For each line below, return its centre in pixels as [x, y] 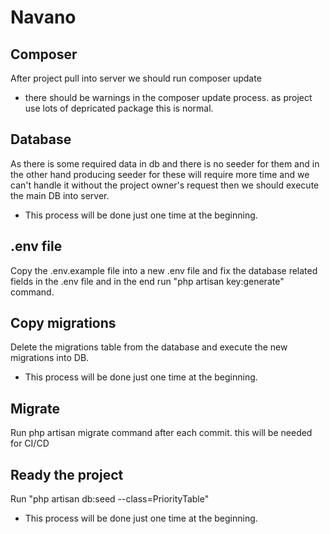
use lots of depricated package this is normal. [119, 108]
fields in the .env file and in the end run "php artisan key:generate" [147, 281]
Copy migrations [63, 323]
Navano [43, 17]
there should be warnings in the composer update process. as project [168, 97]
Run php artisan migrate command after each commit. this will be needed [161, 433]
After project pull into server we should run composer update [136, 78]
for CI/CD [30, 443]
